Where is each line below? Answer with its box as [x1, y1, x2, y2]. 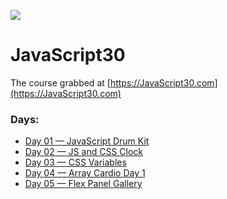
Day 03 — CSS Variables [24, 156, 127, 169]
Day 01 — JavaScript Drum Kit [24, 135, 150, 147]
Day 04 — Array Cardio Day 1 [24, 167, 146, 179]
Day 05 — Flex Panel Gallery [24, 178, 143, 190]
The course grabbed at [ [10, 76, 111, 89]
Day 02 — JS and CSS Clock [24, 146, 143, 158]
